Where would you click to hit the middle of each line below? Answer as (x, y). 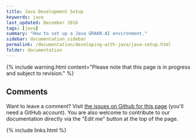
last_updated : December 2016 (42, 22)
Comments (27, 92)
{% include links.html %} (36, 130)
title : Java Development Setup (45, 12)
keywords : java (25, 17)
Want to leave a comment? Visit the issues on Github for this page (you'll (95, 106)
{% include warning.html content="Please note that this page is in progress (98, 67)
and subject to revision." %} (40, 73)
